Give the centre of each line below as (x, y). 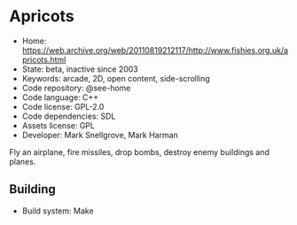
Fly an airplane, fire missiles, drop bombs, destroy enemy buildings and (140, 151)
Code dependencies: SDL (69, 116)
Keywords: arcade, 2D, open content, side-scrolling (116, 78)
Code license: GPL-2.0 (63, 106)
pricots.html (44, 59)
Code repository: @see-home (76, 88)
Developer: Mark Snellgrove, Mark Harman (100, 135)
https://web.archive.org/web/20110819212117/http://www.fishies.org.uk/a (155, 50)
